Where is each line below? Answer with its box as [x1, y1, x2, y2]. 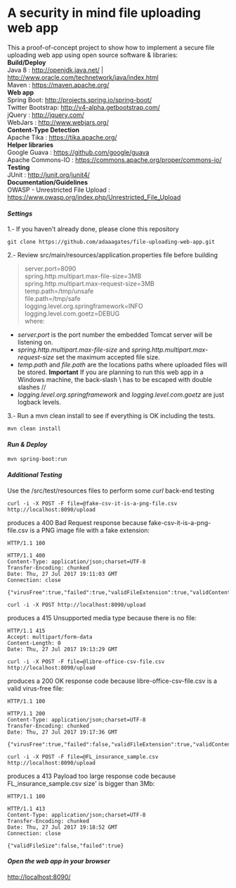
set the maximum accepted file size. [55, 353, 160, 362]
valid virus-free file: [7, 684, 65, 692]
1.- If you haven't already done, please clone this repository [7, 225, 179, 233]
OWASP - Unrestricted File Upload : [7, 185, 110, 194]
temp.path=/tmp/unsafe [24, 287, 94, 295]
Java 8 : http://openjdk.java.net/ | [7, 66, 104, 74]
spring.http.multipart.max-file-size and [17, 345, 131, 354]
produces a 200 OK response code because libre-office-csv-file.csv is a [7, 677, 218, 685]
